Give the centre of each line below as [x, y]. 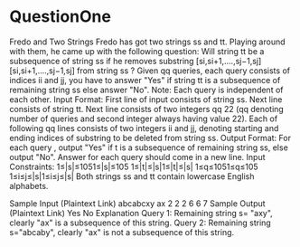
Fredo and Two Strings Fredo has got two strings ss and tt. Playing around [148, 42]
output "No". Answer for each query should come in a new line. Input [137, 157]
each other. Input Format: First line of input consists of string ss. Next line [146, 99]
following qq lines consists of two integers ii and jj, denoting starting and [144, 128]
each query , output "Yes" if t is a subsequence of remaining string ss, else [149, 147]
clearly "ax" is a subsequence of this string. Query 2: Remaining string [140, 223]
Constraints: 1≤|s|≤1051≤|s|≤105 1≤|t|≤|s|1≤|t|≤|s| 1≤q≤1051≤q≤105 [134, 166]
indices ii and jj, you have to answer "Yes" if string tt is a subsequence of [145, 80]
